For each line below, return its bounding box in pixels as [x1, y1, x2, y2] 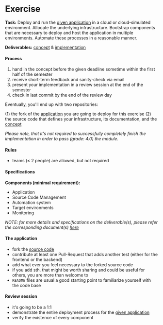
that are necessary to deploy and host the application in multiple [5, 30, 133, 35]
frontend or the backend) [12, 257, 63, 262]
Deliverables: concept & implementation [5, 44, 86, 50]
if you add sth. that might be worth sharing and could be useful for [12, 267, 145, 273]
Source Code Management [12, 194, 66, 200]
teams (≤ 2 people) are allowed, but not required [12, 158, 109, 164]
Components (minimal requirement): [5, 180, 81, 186]
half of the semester [12, 71, 53, 77]
